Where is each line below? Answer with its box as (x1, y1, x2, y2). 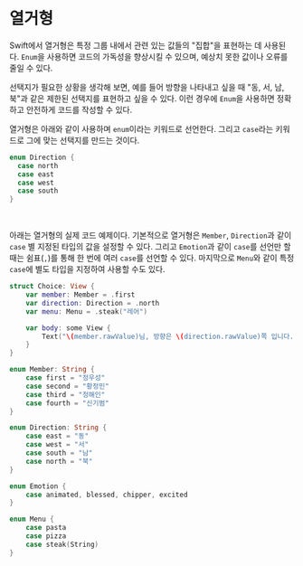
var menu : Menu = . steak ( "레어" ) (25, 307, 147, 316)
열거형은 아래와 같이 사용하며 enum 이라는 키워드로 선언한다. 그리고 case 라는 (9, 123, 274, 134)
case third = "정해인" (25, 390, 106, 399)
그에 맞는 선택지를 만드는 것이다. (25, 135, 140, 146)
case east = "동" (25, 431, 89, 441)
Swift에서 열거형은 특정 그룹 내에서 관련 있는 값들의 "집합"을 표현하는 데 (9, 40, 262, 51)
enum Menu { (9, 514, 54, 524)
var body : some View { (25, 323, 111, 333)
